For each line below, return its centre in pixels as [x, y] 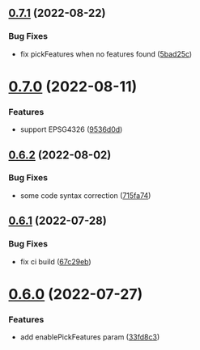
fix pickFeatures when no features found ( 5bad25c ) [106, 54]
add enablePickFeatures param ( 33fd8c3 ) [90, 337]
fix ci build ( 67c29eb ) [55, 261]
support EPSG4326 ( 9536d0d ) [71, 129]
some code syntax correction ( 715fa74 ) [85, 195]
